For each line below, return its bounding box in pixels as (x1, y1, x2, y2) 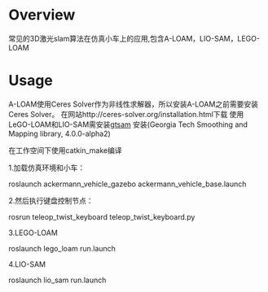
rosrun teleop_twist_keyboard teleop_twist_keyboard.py (8, 211, 196, 221)
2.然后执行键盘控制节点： (8, 195, 94, 205)
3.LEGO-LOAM (8, 228, 59, 238)
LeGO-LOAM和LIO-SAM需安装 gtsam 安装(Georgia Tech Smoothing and (8, 120, 248, 129)
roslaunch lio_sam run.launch (8, 275, 107, 285)
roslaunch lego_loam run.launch (8, 243, 116, 253)
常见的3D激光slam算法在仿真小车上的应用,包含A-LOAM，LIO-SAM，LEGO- (8, 33, 261, 43)
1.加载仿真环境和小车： (8, 163, 86, 172)
